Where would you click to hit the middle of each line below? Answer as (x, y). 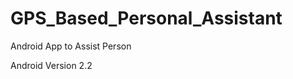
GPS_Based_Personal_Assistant (146, 18)
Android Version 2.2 (51, 65)
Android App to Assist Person (71, 46)
